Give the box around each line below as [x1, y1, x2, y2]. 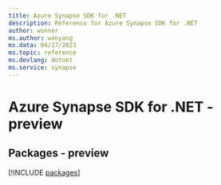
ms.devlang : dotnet [8, 57, 73, 65]
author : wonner [8, 26, 59, 34]
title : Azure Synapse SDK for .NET [8, 11, 127, 20]
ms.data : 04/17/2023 [8, 41, 77, 49]
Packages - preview [8, 147, 109, 160]
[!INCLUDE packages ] [8, 167, 81, 177]
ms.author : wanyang [8, 33, 73, 42]
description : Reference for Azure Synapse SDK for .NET [8, 19, 198, 27]
